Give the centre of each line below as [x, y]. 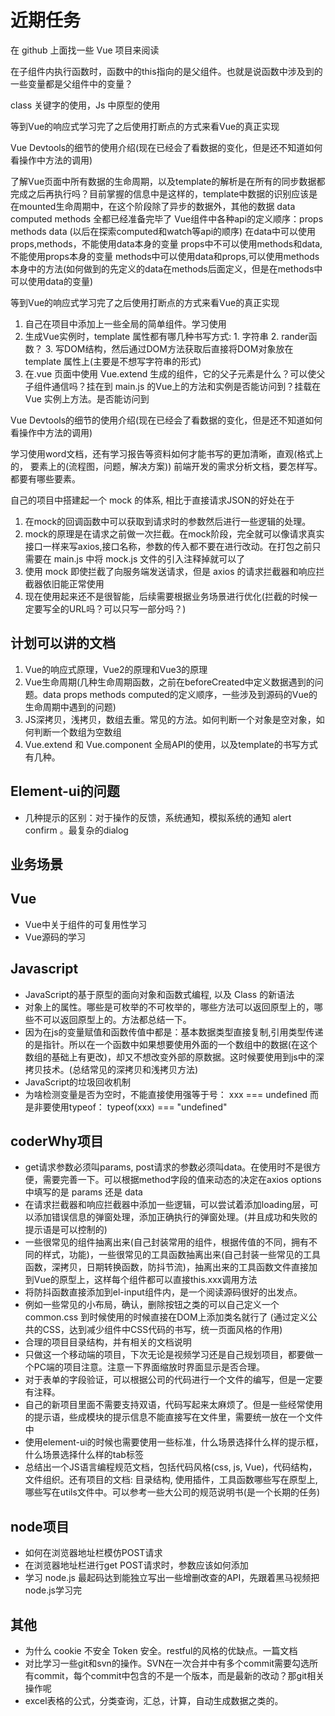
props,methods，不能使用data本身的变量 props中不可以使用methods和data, [166, 243]
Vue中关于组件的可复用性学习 [85, 924]
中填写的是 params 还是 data [83, 1192]
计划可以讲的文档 [63, 643]
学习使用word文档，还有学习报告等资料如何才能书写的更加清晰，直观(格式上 [167, 453]
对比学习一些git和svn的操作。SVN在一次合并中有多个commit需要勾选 [167, 1663]
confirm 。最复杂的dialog [76, 830]
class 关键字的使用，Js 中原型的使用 [85, 105]
